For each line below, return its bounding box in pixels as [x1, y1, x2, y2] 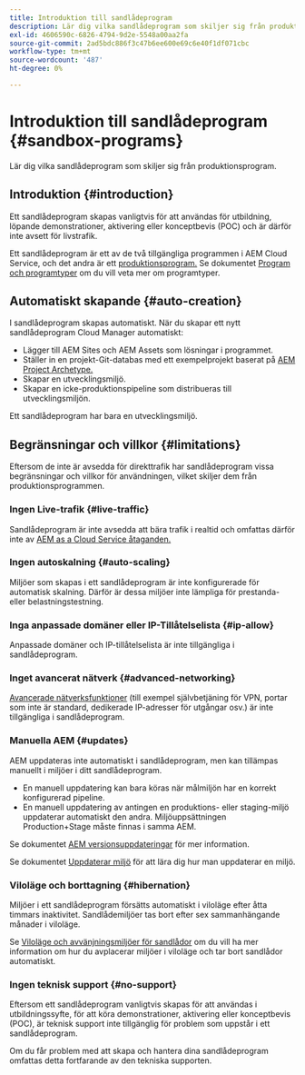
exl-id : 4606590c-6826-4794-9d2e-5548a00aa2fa [9, 30, 189, 39]
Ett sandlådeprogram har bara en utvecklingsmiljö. [9, 411, 198, 422]
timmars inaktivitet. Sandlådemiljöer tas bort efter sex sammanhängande [9, 910, 280, 921]
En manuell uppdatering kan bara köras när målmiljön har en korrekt [22, 782, 277, 793]
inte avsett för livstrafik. [9, 230, 98, 241]
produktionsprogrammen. [9, 481, 105, 492]
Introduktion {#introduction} [9, 187, 174, 203]
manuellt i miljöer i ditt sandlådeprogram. [9, 764, 162, 775]
